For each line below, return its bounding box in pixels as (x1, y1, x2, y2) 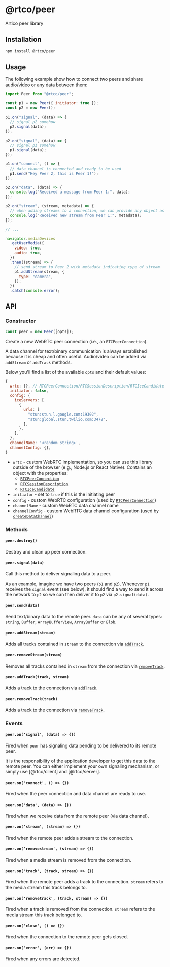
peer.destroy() (5, 538, 38, 543)
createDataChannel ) (12, 513, 53, 519)
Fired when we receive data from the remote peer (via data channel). (5, 813, 149, 819)
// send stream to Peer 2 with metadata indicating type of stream (14, 264, 160, 269)
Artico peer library (5, 20, 44, 26)
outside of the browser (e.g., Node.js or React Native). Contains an (12, 464, 152, 471)
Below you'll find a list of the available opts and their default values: (5, 369, 146, 375)
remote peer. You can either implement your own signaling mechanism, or (5, 763, 160, 769)
